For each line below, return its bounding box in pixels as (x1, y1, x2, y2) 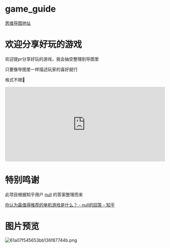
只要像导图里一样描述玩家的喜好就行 (5, 66, 78, 72)
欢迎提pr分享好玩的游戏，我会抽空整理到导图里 (5, 56, 99, 62)
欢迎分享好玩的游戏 (5, 39, 82, 50)
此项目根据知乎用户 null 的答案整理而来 (5, 191, 83, 197)
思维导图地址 (5, 20, 31, 26)
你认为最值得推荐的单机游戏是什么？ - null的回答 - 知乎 (5, 202, 115, 208)
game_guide (5, 3, 56, 15)
